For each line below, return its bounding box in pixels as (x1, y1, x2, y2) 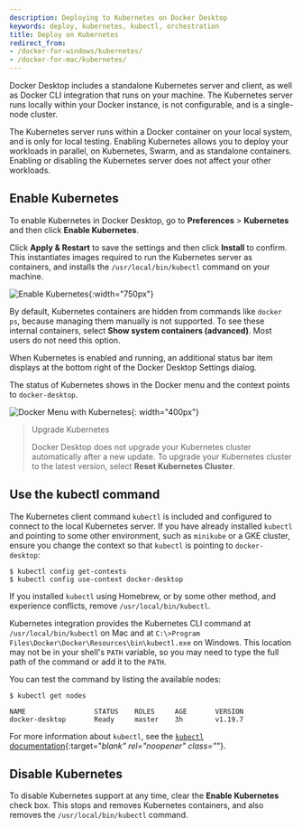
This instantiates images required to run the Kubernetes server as (9, 251, 252, 262)
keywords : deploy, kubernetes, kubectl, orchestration (9, 22, 220, 31)
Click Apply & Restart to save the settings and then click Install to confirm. (9, 241, 288, 253)
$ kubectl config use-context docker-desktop (9, 575, 183, 584)
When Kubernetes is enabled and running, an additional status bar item (9, 352, 273, 362)
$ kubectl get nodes (9, 691, 87, 701)
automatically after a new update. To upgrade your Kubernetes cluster (31, 451, 292, 462)
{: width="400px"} (131, 406, 200, 417)
